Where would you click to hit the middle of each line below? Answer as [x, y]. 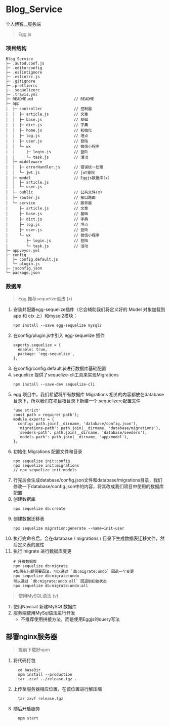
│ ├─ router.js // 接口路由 [51, 198]
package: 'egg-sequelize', [46, 354]
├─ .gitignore [21, 81]
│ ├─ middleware [24, 162]
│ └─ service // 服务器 [49, 203]
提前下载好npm [34, 650]
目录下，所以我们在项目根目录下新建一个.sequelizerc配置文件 [77, 401]
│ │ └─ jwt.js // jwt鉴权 [50, 173]
